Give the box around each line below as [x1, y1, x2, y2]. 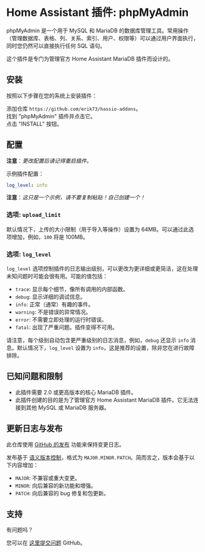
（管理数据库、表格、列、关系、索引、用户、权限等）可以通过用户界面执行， [6, 34, 199, 41]
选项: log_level [6, 250, 52, 258]
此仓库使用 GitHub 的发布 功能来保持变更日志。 [6, 441, 125, 448]
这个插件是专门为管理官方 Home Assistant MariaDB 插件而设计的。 [6, 55, 174, 62]
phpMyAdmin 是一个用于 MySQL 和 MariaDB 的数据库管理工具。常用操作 [6, 27, 189, 34]
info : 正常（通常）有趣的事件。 [15, 301, 94, 308]
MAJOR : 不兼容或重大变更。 [15, 474, 81, 481]
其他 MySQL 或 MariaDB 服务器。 [26, 403, 110, 411]
